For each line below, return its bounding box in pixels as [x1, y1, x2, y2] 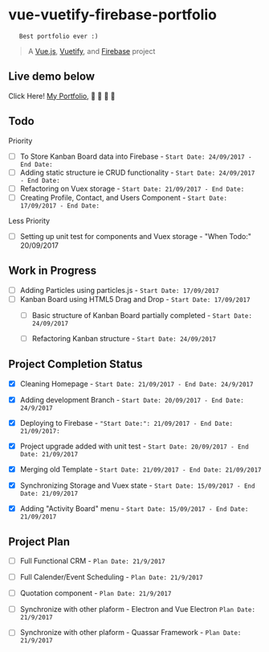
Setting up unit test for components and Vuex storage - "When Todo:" [19, 231, 251, 241]
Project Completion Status [8, 357, 143, 371]
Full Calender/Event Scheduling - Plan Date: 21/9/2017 [19, 572, 203, 582]
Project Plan [8, 534, 71, 548]
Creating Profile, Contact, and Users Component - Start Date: [19, 192, 227, 202]
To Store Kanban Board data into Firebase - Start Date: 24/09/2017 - [19, 151, 252, 161]
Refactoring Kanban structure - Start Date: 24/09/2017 [31, 333, 217, 343]
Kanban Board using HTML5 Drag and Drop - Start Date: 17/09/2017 [19, 294, 251, 303]
